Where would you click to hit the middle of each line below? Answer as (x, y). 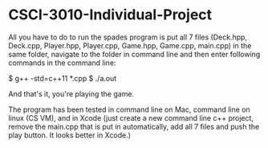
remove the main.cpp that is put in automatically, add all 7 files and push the (134, 126)
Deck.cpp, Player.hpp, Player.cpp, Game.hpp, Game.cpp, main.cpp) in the (130, 45)
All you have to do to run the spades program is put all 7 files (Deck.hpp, (128, 37)
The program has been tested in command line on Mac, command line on (129, 109)
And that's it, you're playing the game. (71, 93)
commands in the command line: (62, 63)
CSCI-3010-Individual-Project (110, 15)
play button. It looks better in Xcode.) (69, 135)
